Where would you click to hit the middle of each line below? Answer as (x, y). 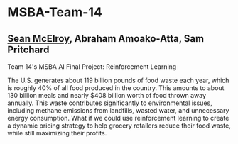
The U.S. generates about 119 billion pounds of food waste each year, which (118, 80)
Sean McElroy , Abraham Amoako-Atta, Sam (106, 39)
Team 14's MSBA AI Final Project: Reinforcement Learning (92, 67)
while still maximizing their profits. (57, 133)
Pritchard (28, 49)
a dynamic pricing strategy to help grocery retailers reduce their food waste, (119, 126)
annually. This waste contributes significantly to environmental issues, (110, 103)
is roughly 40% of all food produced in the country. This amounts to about (116, 88)
